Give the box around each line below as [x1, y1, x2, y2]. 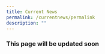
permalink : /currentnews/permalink [6, 14, 95, 20]
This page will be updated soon [6, 40, 99, 48]
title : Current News [6, 8, 58, 15]
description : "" [6, 20, 47, 26]
